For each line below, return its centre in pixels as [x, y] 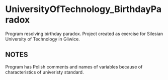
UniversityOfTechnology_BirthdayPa [83, 9]
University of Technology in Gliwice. [43, 39]
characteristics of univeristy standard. [45, 72]
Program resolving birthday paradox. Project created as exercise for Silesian [84, 33]
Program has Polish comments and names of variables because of [74, 66]
